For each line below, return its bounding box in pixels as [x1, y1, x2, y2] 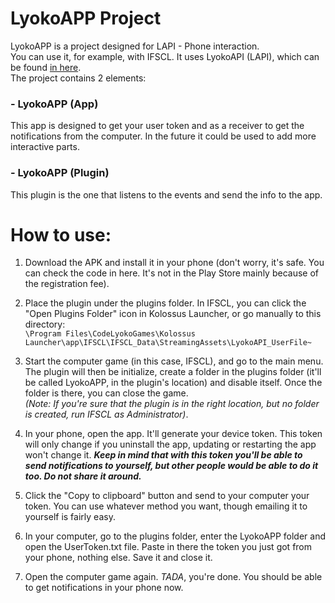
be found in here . [10, 61, 82, 73]
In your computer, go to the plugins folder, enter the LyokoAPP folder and [24, 530, 326, 542]
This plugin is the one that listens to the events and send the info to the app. [10, 188, 323, 201]
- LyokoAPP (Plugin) [10, 166, 110, 180]
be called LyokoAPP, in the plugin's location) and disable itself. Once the [24, 377, 323, 389]
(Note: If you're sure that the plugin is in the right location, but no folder [24, 398, 320, 410]
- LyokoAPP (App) [10, 97, 99, 111]
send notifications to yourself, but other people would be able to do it [24, 460, 319, 472]
